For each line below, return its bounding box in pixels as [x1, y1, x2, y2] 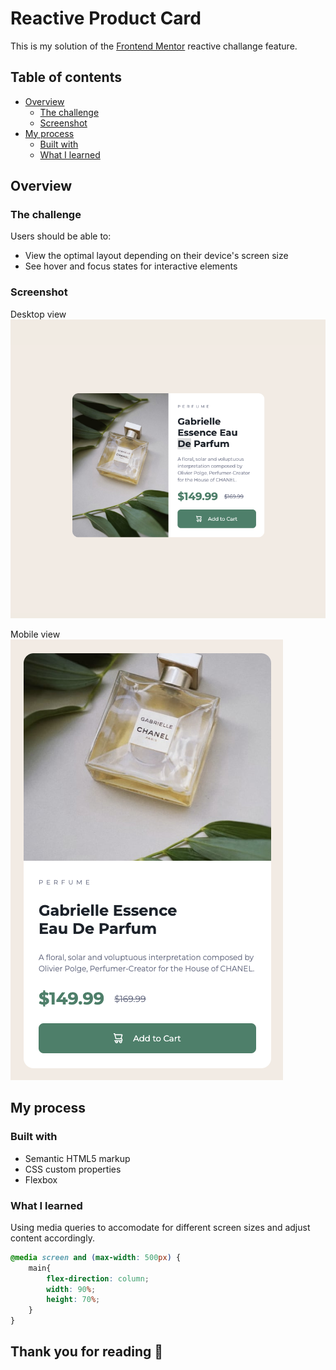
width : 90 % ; [46, 1284, 97, 1294]
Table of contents [10, 69, 122, 86]
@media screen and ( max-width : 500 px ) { [10, 1252, 182, 1262]
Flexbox [24, 1173, 58, 1186]
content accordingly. [10, 1232, 95, 1244]
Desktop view [10, 308, 67, 320]
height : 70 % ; [46, 1295, 101, 1305]
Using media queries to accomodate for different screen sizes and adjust [10, 1221, 311, 1233]
